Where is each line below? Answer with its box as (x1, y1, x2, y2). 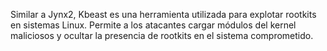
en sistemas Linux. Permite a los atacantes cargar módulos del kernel (10, 19, 297, 31)
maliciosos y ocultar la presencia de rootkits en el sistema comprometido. (10, 30, 314, 41)
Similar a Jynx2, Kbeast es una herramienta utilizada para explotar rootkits (10, 9, 317, 20)
